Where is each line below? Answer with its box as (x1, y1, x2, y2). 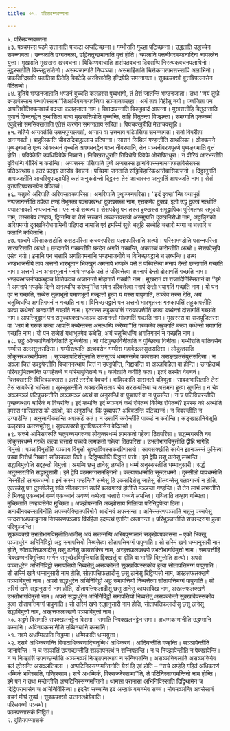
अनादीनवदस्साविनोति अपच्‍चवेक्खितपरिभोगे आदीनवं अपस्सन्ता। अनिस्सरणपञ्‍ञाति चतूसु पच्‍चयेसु (7, 507, 213, 515)
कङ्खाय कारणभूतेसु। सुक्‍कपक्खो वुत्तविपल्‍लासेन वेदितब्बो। (7, 422, 133, 430)
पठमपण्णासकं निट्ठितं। (7, 708, 54, 716)
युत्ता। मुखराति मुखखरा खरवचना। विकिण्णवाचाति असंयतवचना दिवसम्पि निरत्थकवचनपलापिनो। (7, 58, 211, 66)
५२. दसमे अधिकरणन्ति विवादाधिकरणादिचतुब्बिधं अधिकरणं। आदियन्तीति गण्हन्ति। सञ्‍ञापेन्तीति (7, 638, 210, 646)
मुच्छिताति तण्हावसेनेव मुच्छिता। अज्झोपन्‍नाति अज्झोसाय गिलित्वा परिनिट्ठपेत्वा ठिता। (7, 499, 184, 508)
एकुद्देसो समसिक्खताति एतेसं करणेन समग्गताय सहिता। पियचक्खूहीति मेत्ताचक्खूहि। (7, 120, 182, 128)
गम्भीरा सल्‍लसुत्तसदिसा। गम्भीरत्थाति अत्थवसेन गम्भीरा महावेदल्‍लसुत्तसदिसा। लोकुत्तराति (7, 345, 194, 353)
